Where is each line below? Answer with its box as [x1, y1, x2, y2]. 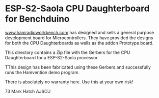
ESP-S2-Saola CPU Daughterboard [5, 3, 150, 14]
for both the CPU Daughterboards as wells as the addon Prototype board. [5, 40, 154, 46]
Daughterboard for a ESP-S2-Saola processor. [5, 54, 99, 60]
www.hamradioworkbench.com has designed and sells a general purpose [5, 29, 154, 35]
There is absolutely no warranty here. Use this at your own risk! [5, 79, 133, 85]
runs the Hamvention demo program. [5, 69, 80, 75]
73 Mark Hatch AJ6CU [5, 88, 51, 94]
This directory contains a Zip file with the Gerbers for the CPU [5, 49, 131, 55]
